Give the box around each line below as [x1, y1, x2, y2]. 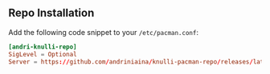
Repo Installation [8, 6, 95, 20]
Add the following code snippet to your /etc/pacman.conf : [8, 27, 199, 37]
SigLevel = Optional [8, 50, 78, 58]
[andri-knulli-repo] [8, 43, 78, 51]
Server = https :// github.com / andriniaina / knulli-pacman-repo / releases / [8, 57, 253, 66]
